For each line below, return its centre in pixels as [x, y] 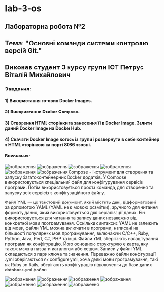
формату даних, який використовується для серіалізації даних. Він [75, 212]
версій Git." [23, 51]
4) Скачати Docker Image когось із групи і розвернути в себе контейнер [82, 139]
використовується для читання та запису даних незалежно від [71, 218]
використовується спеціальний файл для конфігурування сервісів [74, 182]
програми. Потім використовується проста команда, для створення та [79, 187]
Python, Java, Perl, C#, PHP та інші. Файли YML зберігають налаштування [82, 238]
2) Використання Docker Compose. [42, 112]
